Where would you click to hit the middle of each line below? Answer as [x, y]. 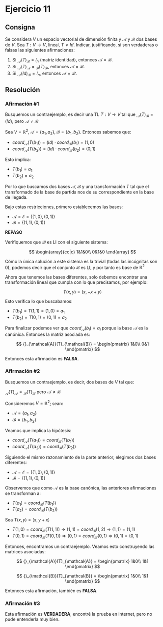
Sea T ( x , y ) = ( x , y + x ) [27, 520]
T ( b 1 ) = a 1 [22, 169]
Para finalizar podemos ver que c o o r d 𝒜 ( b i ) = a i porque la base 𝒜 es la [77, 328]
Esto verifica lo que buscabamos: [39, 301]
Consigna [20, 27]
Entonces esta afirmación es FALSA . [42, 358]
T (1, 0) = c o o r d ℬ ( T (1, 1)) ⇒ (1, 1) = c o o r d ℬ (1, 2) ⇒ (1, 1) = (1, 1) [74, 530]
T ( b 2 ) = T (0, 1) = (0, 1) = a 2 [40, 318]
